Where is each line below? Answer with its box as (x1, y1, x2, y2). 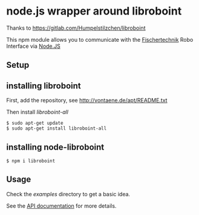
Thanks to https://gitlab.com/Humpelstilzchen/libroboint (6, 24, 146, 31)
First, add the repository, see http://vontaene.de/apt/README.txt (6, 97, 168, 104)
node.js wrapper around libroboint (6, 4, 182, 18)
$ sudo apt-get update (6, 120, 64, 127)
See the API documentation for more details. (6, 202, 117, 210)
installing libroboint (6, 81, 82, 91)
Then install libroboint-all (6, 108, 68, 116)
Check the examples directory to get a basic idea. (6, 190, 131, 197)
